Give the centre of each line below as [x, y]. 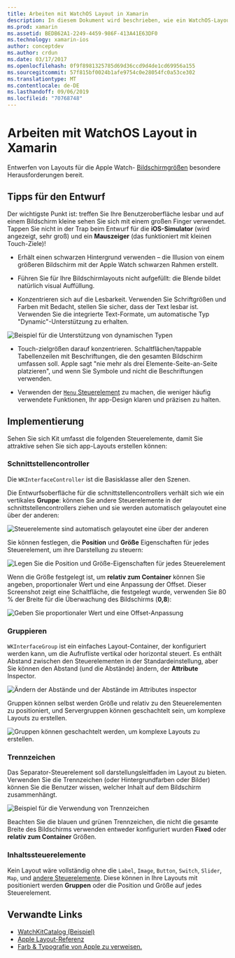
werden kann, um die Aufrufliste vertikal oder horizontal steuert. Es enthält [114, 654]
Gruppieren [27, 631]
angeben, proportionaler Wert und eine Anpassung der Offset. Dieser [107, 584]
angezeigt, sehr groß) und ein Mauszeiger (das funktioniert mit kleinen [109, 236]
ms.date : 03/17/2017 [37, 60]
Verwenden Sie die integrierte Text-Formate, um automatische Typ [113, 314]
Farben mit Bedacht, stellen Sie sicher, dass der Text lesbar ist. [108, 306]
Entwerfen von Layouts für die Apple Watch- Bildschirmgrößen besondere [114, 167]
